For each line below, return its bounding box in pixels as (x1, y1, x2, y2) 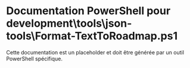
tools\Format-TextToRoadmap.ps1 (6, 30, 178, 43)
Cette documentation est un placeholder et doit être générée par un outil (6, 48, 185, 56)
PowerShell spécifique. (6, 55, 63, 62)
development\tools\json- (6, 17, 132, 30)
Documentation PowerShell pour (6, 4, 171, 18)
